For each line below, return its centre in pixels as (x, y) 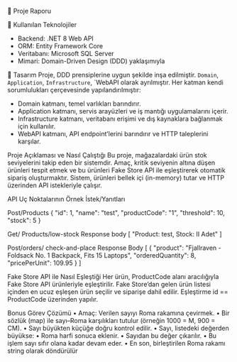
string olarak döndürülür (43, 351)
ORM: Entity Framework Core (60, 46)
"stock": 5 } (24, 220)
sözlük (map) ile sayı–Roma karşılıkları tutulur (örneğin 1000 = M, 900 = (111, 320)
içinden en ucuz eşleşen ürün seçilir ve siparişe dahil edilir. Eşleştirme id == (118, 292)
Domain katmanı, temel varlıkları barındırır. (79, 104)
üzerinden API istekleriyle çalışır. (55, 185)
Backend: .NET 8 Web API (55, 38)
